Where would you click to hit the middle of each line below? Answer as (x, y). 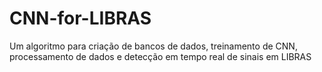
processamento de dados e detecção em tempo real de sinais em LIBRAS (160, 56)
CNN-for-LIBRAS (80, 18)
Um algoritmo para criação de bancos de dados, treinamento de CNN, (153, 46)
